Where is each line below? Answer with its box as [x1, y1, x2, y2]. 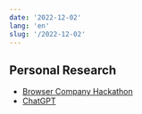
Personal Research [9, 62, 117, 77]
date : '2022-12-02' [9, 12, 82, 22]
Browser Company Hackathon [21, 86, 134, 97]
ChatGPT [21, 95, 56, 107]
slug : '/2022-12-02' [9, 29, 87, 38]
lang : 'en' [9, 21, 50, 30]
